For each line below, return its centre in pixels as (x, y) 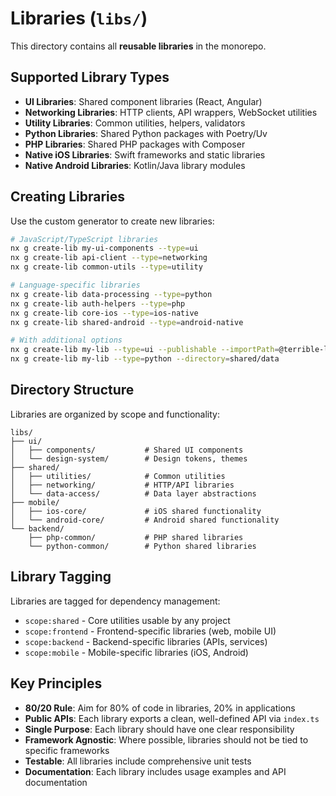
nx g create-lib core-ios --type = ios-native (104, 313)
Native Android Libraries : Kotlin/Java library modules (135, 165)
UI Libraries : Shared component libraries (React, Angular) (143, 101)
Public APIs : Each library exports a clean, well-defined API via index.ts (172, 718)
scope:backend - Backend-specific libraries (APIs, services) (146, 641)
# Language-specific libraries (75, 285)
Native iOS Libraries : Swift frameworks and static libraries (145, 154)
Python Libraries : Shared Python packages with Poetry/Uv (146, 133)
